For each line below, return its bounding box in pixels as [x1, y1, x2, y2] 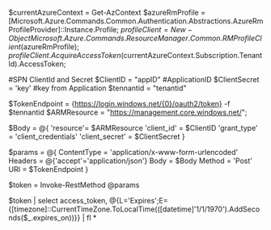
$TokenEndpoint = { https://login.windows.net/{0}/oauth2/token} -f [8, 99, 231, 108]
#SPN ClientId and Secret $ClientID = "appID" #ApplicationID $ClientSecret [8, 75, 260, 84]
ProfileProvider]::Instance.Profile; [8, 25, 120, 34]
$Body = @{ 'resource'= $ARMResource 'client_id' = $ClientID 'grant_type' [8, 123, 259, 132]
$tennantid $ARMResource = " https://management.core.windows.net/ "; [8, 107, 248, 117]
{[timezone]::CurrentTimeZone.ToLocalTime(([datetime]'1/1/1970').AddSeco [8, 204, 260, 214]
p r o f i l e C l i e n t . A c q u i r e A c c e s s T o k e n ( [8, 51, 124, 60]
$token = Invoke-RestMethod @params [8, 180, 140, 190]
